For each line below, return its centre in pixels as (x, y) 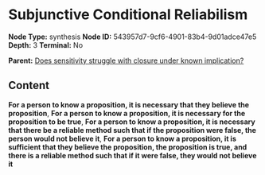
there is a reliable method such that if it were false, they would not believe (132, 155)
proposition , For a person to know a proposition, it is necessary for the (127, 113)
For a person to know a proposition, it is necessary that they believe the (129, 104)
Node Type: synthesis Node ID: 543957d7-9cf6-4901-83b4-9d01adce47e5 (132, 37)
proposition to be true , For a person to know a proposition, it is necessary (132, 122)
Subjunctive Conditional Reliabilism (128, 15)
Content (29, 86)
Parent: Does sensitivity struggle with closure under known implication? (126, 60)
